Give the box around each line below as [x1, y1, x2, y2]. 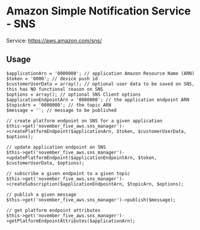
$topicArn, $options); [127, 181, 184, 187]
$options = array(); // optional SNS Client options [6, 92, 141, 98]
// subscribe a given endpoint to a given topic [6, 170, 130, 176]
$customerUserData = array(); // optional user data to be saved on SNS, [6, 81, 195, 87]
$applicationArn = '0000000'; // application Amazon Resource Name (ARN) [6, 70, 195, 76]
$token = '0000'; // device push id [6, 75, 98, 82]
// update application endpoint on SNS [6, 144, 106, 150]
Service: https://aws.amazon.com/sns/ [6, 37, 102, 44]
